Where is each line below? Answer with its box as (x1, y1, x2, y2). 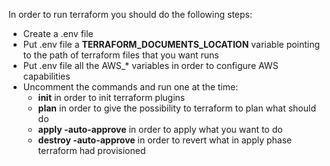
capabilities (22, 70, 71, 82)
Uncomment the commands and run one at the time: (22, 81, 239, 93)
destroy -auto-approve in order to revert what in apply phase (37, 134, 293, 146)
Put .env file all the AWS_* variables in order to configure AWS (22, 60, 279, 71)
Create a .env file (22, 28, 94, 39)
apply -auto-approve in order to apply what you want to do (37, 124, 283, 135)
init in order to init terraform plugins (37, 92, 186, 103)
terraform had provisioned (37, 145, 146, 156)
